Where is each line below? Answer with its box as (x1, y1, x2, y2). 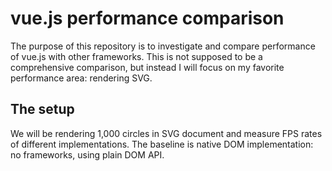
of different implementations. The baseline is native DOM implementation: (10, 138, 314, 150)
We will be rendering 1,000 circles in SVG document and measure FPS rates (10, 127, 323, 139)
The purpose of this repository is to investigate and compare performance (10, 40, 316, 52)
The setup (10, 101, 75, 118)
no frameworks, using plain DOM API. (10, 148, 165, 161)
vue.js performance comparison (10, 7, 285, 30)
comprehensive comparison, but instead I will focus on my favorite (10, 61, 285, 73)
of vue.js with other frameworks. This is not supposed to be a (10, 50, 263, 62)
